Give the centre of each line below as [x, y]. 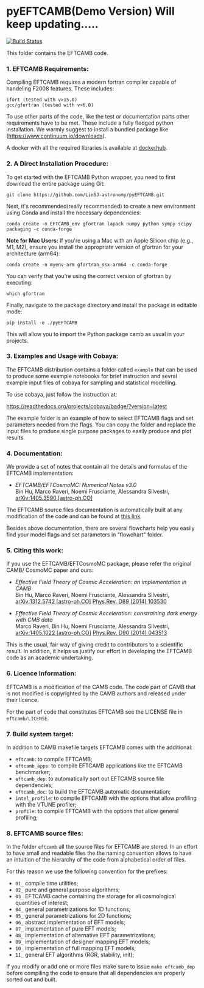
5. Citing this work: [35, 551]
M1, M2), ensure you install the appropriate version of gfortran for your [95, 247]
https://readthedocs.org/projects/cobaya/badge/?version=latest [87, 406]
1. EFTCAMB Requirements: [48, 68]
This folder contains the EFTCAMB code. [57, 53]
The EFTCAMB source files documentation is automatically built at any [94, 510]
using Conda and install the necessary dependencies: [74, 213]
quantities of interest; [42, 903]
